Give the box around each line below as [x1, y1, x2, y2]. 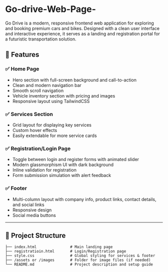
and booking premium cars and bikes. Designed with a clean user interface [5, 25, 160, 31]
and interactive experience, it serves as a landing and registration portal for [5, 30, 160, 36]
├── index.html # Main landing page [5, 244, 113, 249]
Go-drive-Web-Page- [5, 3, 96, 15]
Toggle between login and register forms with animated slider [12, 156, 139, 162]
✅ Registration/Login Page [5, 145, 71, 152]
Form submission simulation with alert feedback [12, 172, 111, 178]
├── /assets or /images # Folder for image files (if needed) [5, 257, 151, 263]
